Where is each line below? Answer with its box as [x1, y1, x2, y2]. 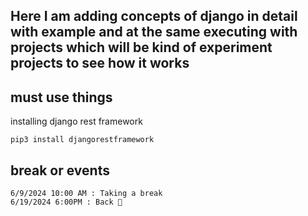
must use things [10, 89, 113, 106]
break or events [10, 162, 110, 179]
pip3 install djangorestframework [10, 135, 155, 145]
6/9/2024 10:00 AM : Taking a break [10, 189, 163, 199]
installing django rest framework [10, 115, 143, 128]
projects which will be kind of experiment [10, 39, 273, 56]
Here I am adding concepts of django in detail [10, 8, 298, 25]
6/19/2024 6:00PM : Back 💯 [10, 197, 123, 208]
